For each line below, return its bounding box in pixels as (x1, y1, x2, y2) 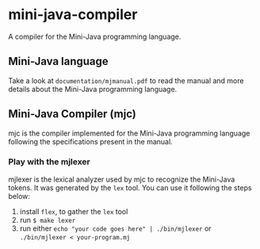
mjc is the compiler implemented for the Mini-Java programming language (8, 128, 250, 138)
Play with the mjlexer (8, 156, 91, 167)
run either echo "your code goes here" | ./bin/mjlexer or (19, 224, 212, 233)
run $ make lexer (19, 215, 76, 224)
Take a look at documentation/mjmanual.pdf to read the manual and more (8, 75, 244, 85)
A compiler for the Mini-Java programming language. (8, 32, 182, 41)
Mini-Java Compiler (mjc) (8, 107, 136, 121)
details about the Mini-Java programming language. (8, 84, 178, 94)
